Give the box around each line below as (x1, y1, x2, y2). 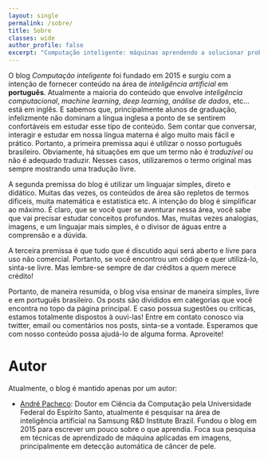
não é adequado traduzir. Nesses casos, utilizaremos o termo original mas (8, 156, 252, 164)
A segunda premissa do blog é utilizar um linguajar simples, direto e (8, 180, 231, 188)
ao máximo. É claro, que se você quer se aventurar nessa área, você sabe (8, 205, 251, 214)
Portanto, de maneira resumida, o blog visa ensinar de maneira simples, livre (8, 287, 260, 296)
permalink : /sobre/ (8, 19, 73, 27)
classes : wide (8, 34, 56, 42)
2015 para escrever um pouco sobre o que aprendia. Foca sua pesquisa (19, 424, 256, 433)
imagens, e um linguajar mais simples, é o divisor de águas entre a (8, 222, 227, 231)
